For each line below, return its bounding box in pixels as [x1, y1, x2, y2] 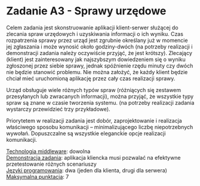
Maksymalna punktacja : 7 [6, 173, 69, 180]
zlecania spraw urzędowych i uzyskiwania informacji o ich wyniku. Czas [6, 30, 184, 37]
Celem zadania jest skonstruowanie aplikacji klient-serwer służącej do [6, 24, 179, 31]
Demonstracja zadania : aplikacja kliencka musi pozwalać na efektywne [6, 154, 181, 161]
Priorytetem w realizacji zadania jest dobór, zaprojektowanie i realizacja [6, 117, 182, 124]
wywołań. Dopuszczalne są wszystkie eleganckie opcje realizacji [6, 130, 166, 137]
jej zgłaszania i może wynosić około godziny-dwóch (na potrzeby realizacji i [6, 43, 193, 50]
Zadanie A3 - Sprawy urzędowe [6, 4, 167, 18]
